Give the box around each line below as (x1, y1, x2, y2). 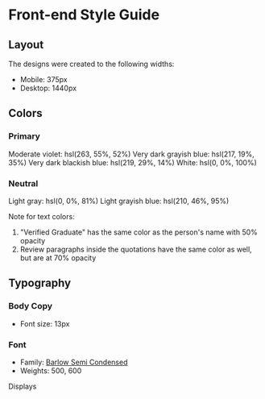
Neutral (8, 177, 39, 189)
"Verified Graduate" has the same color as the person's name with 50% (19, 227, 258, 237)
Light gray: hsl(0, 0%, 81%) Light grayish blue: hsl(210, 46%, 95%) (8, 196, 230, 206)
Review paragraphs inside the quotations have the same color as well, (19, 244, 252, 254)
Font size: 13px (19, 318, 70, 328)
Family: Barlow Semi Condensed (19, 357, 128, 367)
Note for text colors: (8, 211, 75, 221)
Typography (8, 276, 71, 290)
